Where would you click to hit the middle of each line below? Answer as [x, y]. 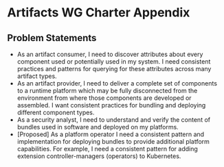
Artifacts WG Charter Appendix [99, 13]
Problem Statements [52, 38]
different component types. [56, 112]
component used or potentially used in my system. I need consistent [114, 62]
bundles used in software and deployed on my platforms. [98, 127]
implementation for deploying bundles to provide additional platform [113, 141]
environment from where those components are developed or [104, 98]
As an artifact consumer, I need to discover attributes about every [110, 54]
